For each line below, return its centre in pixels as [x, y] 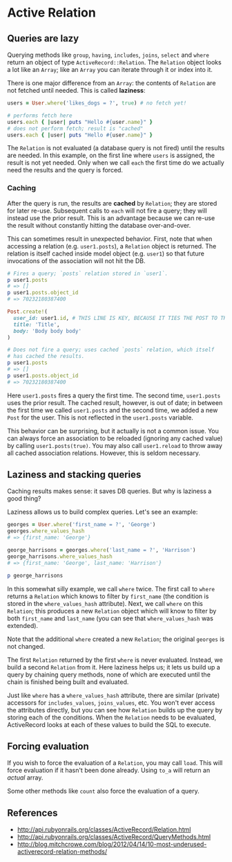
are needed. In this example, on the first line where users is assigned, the [111, 155]
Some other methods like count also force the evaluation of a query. [103, 791]
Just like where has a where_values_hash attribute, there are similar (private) [114, 695]
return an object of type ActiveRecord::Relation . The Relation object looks [115, 62]
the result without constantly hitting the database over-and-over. [99, 225]
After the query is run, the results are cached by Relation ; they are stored [112, 203]
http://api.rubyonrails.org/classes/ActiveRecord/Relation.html [104, 829]
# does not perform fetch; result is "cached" [75, 128]
